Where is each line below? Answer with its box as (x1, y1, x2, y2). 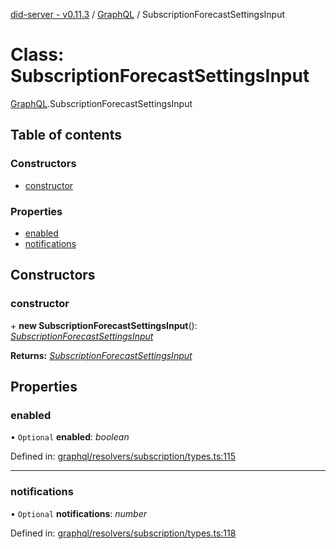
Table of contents (10, 127, 122, 144)
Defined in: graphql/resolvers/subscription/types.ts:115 (10, 450, 237, 463)
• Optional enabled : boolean (10, 431, 130, 443)
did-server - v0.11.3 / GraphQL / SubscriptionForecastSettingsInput (10, 9, 286, 20)
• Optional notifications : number (10, 507, 148, 519)
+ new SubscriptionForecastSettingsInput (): (10, 319, 198, 331)
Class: (10, 44, 65, 66)
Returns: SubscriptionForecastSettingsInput (10, 349, 193, 361)
